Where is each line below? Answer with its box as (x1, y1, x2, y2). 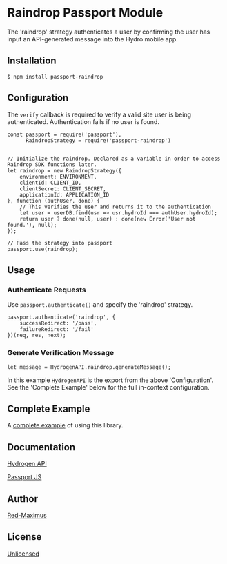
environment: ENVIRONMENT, (19, 173, 97, 180)
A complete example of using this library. (7, 421, 124, 430)
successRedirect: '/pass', (19, 320, 97, 327)
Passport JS (7, 473, 42, 481)
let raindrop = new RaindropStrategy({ (7, 167, 122, 174)
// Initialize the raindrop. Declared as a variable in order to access (7, 155, 221, 162)
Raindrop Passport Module (7, 5, 164, 21)
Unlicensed (7, 550, 40, 558)
